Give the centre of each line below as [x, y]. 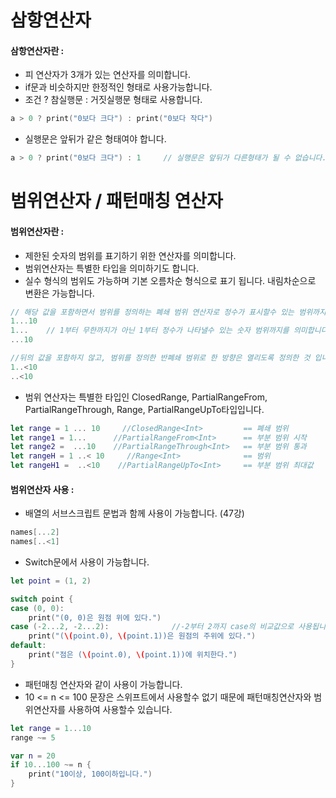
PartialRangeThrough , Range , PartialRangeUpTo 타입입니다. [144, 409]
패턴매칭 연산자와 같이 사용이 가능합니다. [103, 684]
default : [28, 646]
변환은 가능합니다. [59, 293]
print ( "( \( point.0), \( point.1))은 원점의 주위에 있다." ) [142, 636]
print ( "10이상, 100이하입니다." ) [90, 774]
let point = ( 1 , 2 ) [51, 581]
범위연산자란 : [37, 231]
